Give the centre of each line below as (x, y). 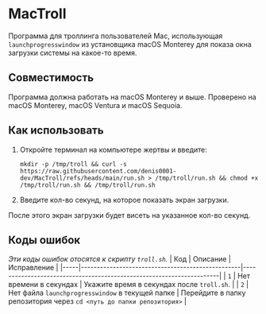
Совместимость (51, 78)
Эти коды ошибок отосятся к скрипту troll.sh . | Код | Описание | (120, 259)
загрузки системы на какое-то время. (73, 52)
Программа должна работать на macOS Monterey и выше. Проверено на (132, 97)
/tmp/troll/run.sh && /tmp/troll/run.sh (87, 185)
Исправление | (33, 268)
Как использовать (56, 131)
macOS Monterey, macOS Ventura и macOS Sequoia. (95, 105)
